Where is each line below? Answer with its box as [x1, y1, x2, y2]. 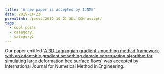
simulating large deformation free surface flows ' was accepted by [5, 58, 139, 64]
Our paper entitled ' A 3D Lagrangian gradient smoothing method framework [5, 47, 159, 54]
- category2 [9, 35, 34, 39]
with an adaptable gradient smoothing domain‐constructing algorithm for [5, 53, 153, 58]
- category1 [9, 30, 34, 35]
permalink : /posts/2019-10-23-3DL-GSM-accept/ [5, 16, 102, 21]
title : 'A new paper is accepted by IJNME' [5, 7, 96, 12]
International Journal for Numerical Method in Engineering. [5, 63, 125, 69]
